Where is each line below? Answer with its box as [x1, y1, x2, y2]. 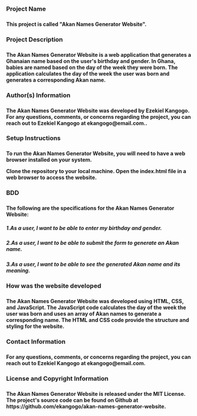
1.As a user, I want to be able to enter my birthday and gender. [6, 224, 163, 232]
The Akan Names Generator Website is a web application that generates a [6, 51, 191, 58]
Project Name [6, 5, 46, 13]
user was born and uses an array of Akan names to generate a [6, 310, 162, 317]
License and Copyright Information [6, 374, 109, 382]
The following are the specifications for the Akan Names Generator [6, 204, 175, 212]
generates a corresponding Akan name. [6, 76, 106, 83]
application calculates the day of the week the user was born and [6, 70, 170, 77]
